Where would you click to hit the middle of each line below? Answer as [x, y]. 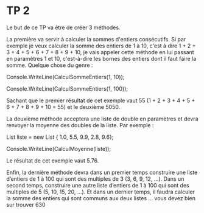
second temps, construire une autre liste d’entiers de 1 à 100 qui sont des [98, 185]
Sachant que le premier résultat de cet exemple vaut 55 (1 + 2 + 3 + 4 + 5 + [101, 100]
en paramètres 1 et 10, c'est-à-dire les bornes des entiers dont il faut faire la [101, 58]
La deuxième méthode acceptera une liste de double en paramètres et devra [102, 119]
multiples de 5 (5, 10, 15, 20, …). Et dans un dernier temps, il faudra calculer [100, 192]
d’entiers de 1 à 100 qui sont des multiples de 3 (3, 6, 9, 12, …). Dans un [95, 179]
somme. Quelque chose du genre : [50, 65]
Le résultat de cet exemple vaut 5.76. [53, 160]
